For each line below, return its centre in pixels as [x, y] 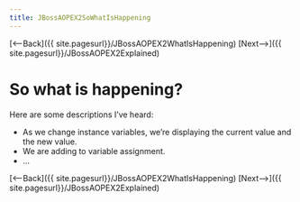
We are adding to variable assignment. [94, 151]
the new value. [50, 142]
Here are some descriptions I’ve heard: [82, 115]
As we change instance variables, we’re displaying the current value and [157, 132]
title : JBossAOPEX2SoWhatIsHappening [80, 18]
